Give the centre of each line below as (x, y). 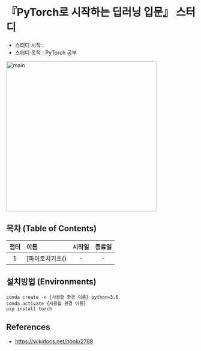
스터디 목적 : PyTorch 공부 (46, 52)
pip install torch (29, 309)
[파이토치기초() (46, 259)
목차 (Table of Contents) (52, 229)
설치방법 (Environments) (51, 282)
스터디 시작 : (29, 45)
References (28, 327)
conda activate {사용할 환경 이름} (46, 304)
